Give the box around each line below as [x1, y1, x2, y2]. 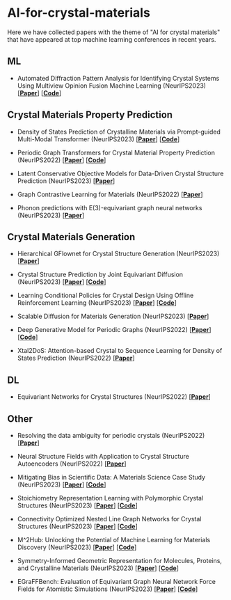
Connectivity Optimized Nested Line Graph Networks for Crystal [17, 515, 202, 523]
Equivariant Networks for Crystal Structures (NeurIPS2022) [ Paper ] [17, 393, 211, 401]
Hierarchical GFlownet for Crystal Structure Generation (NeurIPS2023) [17, 249, 220, 258]
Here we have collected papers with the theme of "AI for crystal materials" [7, 28, 221, 36]
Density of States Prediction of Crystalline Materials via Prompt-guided [17, 127, 221, 136]
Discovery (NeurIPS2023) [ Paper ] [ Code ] [17, 543, 137, 551]
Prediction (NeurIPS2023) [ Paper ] [17, 176, 115, 185]
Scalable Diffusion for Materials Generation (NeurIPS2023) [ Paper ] [17, 312, 209, 321]
